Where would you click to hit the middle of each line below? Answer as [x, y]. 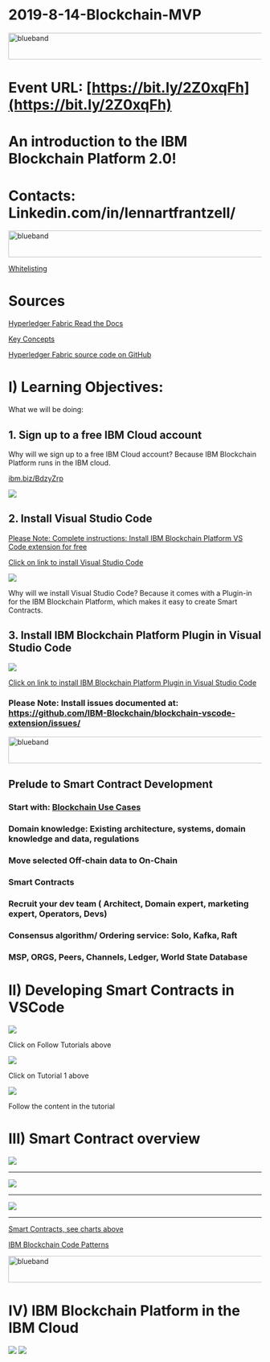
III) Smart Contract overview [104, 1139]
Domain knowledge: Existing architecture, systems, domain [127, 829]
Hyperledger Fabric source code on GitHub [80, 355]
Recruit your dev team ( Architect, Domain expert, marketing [129, 903]
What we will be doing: [46, 410]
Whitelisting [28, 269]
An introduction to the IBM [98, 142]
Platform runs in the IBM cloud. [59, 462]
